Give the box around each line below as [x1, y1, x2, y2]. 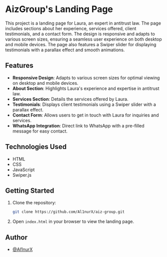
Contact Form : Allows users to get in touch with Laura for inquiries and [12, 112, 159, 118]
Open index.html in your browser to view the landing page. [12, 218, 134, 224]
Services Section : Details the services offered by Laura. [12, 96, 128, 102]
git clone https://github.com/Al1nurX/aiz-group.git [12, 209, 125, 214]
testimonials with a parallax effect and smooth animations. [5, 47, 125, 53]
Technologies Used [5, 143, 66, 151]
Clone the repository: [12, 200, 56, 206]
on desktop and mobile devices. [12, 80, 78, 86]
